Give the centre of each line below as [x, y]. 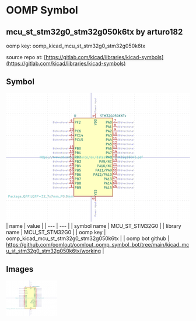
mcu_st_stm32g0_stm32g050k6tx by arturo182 [94, 32]
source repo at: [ [26, 57]
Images [20, 269]
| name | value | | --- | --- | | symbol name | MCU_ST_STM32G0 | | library [94, 226]
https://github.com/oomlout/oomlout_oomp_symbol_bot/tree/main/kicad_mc [98, 244]
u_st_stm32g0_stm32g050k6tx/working [53, 251]
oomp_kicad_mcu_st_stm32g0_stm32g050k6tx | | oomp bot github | [88, 238]
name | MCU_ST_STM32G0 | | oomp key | [56, 232]
